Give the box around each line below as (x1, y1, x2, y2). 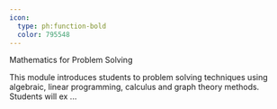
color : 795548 (17, 30, 70, 39)
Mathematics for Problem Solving (9, 55, 133, 66)
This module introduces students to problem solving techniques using (9, 72, 268, 83)
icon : (9, 13, 30, 23)
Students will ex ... (9, 91, 77, 102)
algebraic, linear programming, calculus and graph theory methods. (9, 82, 260, 93)
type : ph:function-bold (17, 22, 106, 31)
